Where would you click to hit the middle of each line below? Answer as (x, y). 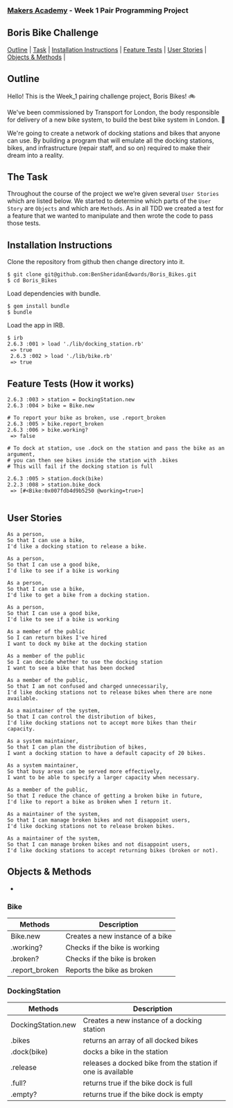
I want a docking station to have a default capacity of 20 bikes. (107, 753)
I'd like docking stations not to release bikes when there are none (110, 692)
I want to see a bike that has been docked (71, 668)
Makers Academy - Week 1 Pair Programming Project (98, 10)
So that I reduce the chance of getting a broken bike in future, (105, 796)
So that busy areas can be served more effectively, (85, 771)
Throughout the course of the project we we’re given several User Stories (113, 194)
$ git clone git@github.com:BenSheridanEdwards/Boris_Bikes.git (102, 275)
